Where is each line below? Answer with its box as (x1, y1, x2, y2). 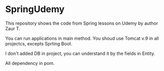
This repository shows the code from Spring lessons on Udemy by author (5, 20, 158, 26)
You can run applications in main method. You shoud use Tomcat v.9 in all (5, 35, 159, 41)
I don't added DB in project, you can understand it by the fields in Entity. (5, 50, 155, 56)
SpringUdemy (5, 4, 65, 15)
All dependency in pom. (5, 60, 55, 66)
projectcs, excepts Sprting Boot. (5, 40, 72, 46)
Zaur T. (5, 25, 20, 31)
